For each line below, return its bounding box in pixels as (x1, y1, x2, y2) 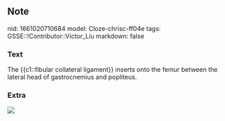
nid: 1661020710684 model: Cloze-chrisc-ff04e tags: (7, 24, 161, 32)
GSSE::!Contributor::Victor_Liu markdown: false (7, 32, 145, 40)
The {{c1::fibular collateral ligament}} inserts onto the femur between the (7, 65, 218, 74)
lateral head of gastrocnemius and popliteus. (7, 73, 138, 82)
